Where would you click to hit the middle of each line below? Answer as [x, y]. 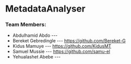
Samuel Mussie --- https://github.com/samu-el [61, 51]
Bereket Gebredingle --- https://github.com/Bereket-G [69, 41]
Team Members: [26, 25]
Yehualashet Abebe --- [36, 57]
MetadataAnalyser [46, 9]
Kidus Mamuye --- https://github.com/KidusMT [62, 46]
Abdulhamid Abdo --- [35, 35]
